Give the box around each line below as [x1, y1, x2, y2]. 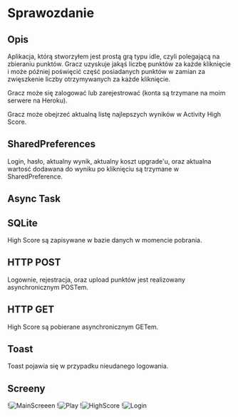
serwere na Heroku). [7, 96, 68, 105]
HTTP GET [7, 304, 55, 316]
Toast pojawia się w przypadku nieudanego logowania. [7, 361, 169, 371]
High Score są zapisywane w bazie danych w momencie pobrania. [7, 236, 202, 245]
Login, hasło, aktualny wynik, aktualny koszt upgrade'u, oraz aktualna [7, 157, 212, 165]
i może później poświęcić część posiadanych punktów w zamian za [7, 68, 205, 75]
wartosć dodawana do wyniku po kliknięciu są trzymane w [7, 164, 180, 173]
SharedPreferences [7, 138, 96, 150]
